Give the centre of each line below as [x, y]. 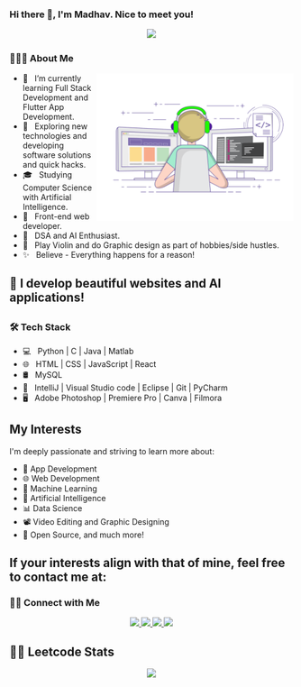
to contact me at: [58, 577]
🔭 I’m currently [52, 78]
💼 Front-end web [56, 216]
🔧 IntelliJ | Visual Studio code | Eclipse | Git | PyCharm [125, 388]
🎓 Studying [47, 174]
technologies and [55, 135]
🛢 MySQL [42, 374]
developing [43, 145]
